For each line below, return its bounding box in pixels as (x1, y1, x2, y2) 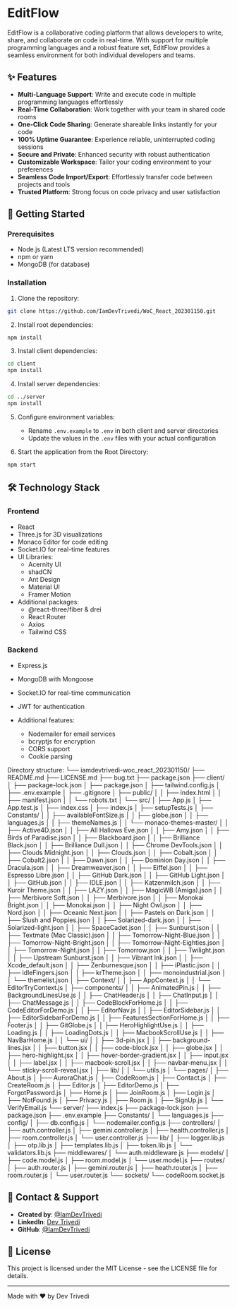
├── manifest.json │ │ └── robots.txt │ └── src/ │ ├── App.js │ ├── (7, 796, 212, 804)
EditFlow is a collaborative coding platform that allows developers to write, (7, 28, 224, 37)
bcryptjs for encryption (28, 736, 95, 746)
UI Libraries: (17, 552, 54, 561)
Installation (7, 277, 47, 287)
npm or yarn (17, 253, 54, 261)
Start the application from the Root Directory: (17, 447, 149, 456)
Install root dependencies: (17, 320, 94, 329)
